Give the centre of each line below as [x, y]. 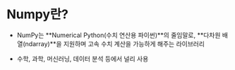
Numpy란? [37, 14]
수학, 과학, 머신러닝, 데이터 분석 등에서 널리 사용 [83, 58]
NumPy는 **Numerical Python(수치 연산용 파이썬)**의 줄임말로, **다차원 [119, 35]
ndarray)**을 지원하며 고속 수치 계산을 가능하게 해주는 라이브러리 [115, 43]
